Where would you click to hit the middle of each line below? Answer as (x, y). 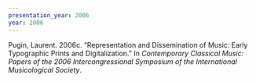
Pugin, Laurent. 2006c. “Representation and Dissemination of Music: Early (128, 45)
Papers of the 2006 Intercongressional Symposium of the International (123, 61)
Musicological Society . (45, 70)
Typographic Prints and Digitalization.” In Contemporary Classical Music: (126, 53)
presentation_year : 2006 (49, 15)
